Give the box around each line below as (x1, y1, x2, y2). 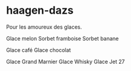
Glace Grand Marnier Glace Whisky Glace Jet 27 (6, 58, 125, 65)
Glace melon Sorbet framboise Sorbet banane (6, 35, 119, 42)
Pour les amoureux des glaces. (6, 23, 82, 30)
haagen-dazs (6, 4, 74, 17)
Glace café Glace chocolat (6, 46, 71, 54)
